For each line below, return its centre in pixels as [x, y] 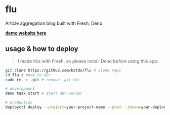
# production [19, 103]
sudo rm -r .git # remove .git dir [43, 80]
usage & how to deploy [42, 49]
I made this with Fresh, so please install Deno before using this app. [88, 61]
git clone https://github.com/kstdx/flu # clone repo [63, 70]
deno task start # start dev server [44, 94]
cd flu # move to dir [28, 75]
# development [20, 89]
